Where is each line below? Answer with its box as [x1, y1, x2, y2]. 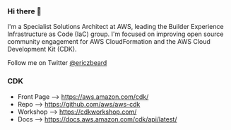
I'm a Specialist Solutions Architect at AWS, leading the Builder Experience [7, 23, 224, 31]
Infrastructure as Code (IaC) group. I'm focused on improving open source [7, 30, 224, 38]
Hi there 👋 [7, 6, 42, 16]
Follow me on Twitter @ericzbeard [7, 59, 107, 67]
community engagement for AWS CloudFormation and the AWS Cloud [7, 37, 211, 46]
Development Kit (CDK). [7, 45, 77, 54]
